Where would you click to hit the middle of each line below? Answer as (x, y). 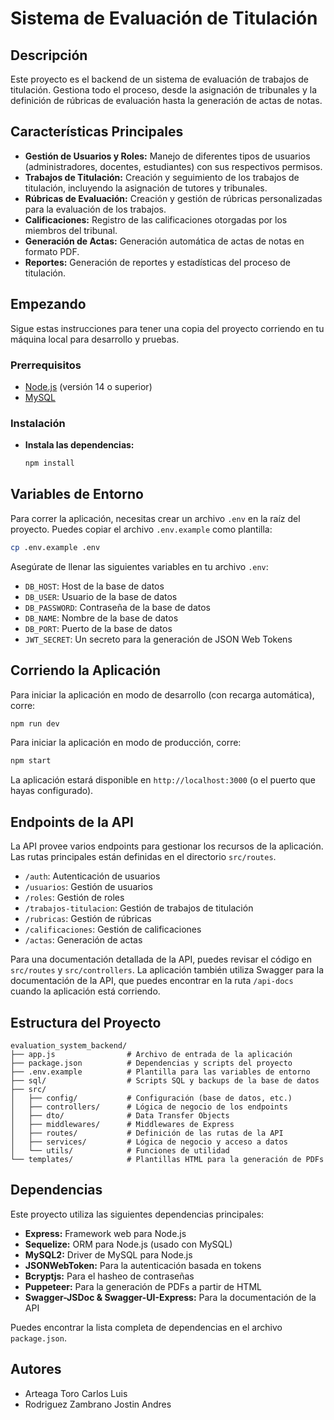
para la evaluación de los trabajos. (95, 209)
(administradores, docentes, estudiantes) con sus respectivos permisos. (173, 166)
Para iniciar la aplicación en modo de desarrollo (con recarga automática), (162, 694)
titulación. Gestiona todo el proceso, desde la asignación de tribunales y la (163, 90)
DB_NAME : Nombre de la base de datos (101, 618)
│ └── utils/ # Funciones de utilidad (120, 1150)
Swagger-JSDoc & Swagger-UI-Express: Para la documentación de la (170, 1297)
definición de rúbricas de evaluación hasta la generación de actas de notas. (166, 100)
